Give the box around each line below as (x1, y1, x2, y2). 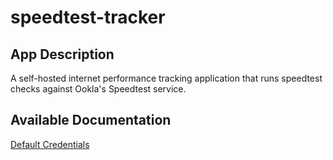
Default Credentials (10, 138, 90, 150)
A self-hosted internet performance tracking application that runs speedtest (10, 72, 323, 84)
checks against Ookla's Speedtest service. (10, 83, 187, 95)
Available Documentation (10, 112, 172, 129)
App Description (10, 46, 115, 63)
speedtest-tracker (10, 6, 166, 29)
